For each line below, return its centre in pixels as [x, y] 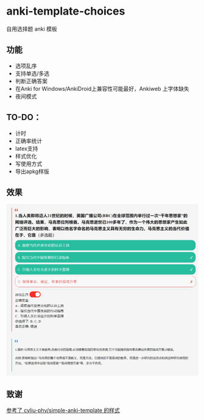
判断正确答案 [31, 81]
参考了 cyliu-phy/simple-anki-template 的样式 [63, 410]
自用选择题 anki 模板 [32, 29]
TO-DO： [24, 117]
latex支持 [26, 148]
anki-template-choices [66, 11]
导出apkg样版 [32, 171]
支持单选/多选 [32, 73]
